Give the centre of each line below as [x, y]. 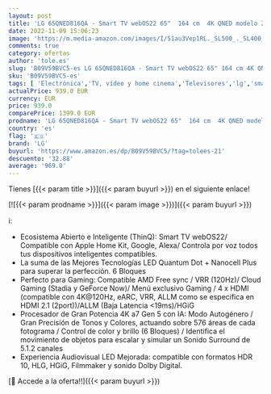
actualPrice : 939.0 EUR [48, 91]
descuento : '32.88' [41, 158]
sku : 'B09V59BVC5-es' [45, 76]
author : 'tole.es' [39, 61]
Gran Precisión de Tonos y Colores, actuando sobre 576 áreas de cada [138, 323]
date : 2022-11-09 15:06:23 [54, 31]
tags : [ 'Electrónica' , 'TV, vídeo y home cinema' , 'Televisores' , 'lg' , [129, 83]
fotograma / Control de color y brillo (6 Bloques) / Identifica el [123, 331]
